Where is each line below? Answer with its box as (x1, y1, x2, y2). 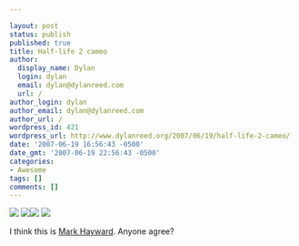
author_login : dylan (9, 97, 88, 107)
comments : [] (9, 182, 59, 191)
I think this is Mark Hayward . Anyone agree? (9, 226, 174, 237)
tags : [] (9, 174, 43, 183)
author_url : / (9, 115, 64, 124)
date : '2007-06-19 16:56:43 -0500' (9, 140, 145, 149)
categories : (9, 157, 55, 166)
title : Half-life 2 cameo (9, 46, 107, 56)
